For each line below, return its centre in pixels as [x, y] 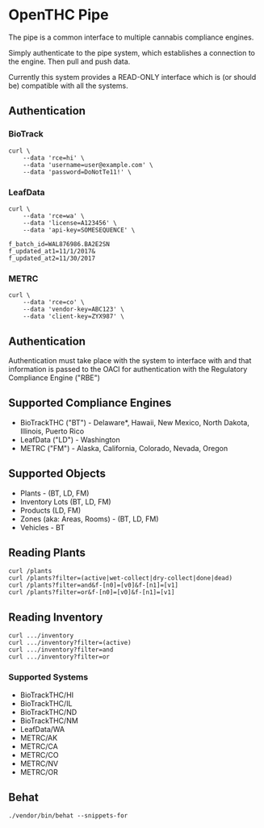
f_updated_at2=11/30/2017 [52, 258]
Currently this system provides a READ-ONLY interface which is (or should [132, 77]
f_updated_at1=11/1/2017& [52, 251]
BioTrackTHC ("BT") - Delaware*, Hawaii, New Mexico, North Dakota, [135, 422]
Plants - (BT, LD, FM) [54, 493]
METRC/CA [39, 746]
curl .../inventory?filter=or [59, 657]
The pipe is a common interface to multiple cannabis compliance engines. [131, 37]
